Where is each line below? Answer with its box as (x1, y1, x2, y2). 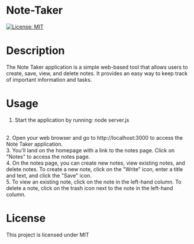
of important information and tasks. (6, 76, 92, 83)
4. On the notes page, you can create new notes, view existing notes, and (6, 159, 185, 166)
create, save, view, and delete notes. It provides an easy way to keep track (6, 69, 188, 77)
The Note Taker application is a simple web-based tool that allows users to (6, 63, 188, 70)
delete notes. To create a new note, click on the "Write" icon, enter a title (6, 165, 183, 172)
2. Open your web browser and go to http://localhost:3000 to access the (6, 134, 183, 141)
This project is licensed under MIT (6, 231, 90, 238)
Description (6, 44, 65, 57)
